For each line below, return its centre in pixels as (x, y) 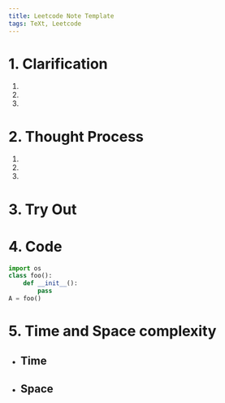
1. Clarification (58, 64)
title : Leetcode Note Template (61, 16)
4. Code (35, 246)
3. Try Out (43, 209)
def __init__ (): (51, 283)
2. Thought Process (76, 136)
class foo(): (30, 276)
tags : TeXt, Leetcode (45, 24)
